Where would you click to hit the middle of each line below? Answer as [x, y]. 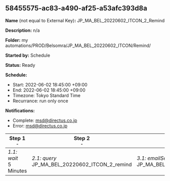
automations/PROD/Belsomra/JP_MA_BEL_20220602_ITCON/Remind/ [78, 46]
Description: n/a [23, 30]
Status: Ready [20, 65]
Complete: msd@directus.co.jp [45, 120]
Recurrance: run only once [40, 101]
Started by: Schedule [28, 55]
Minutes [17, 170]
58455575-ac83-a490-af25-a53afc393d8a [76, 8]
